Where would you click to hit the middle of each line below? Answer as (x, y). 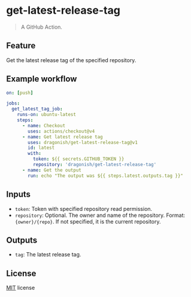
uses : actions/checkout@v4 (61, 131)
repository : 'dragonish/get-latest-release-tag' (95, 165)
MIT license (21, 288)
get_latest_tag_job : (37, 109)
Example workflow (42, 79)
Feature (21, 46)
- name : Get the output (52, 170)
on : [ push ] (20, 93)
